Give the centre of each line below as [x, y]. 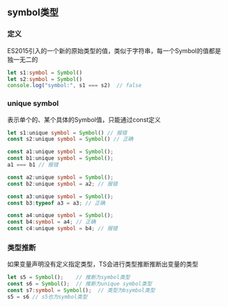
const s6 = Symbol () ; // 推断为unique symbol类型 [79, 284]
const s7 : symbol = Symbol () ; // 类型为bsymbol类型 [81, 291]
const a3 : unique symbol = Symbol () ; [60, 196]
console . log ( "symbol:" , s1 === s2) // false [74, 86]
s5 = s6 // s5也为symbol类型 [47, 297]
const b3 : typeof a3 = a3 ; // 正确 [56, 203]
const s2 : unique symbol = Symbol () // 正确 [70, 139]
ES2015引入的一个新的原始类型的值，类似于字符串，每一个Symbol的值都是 [114, 50]
